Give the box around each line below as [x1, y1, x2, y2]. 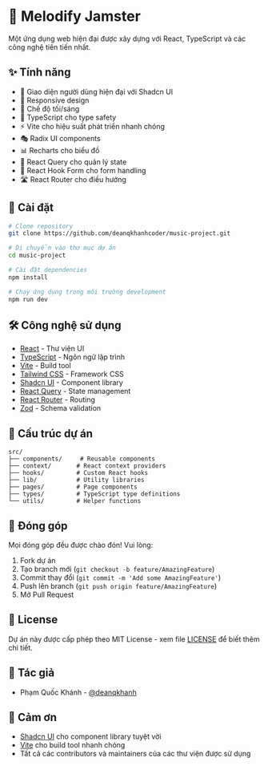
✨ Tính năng [8, 66, 71, 79]
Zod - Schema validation [19, 403, 102, 413]
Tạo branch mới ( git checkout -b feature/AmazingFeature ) [19, 565, 215, 573]
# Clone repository [8, 222, 74, 230]
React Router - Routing [19, 395, 96, 404]
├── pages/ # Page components [8, 483, 138, 492]
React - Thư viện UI [19, 344, 85, 354]
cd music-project [8, 252, 66, 260]
